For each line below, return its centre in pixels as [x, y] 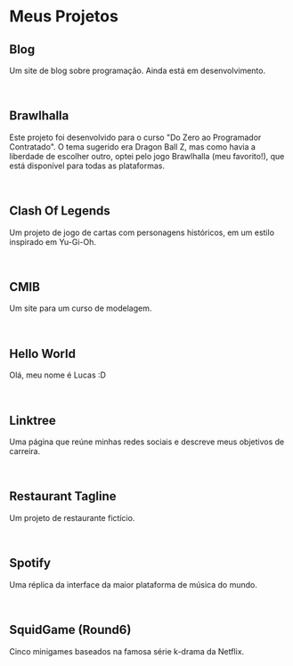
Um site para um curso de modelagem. [81, 308]
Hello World [42, 353]
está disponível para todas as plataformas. [87, 166]
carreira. [25, 451]
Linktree [33, 420]
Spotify [30, 563]
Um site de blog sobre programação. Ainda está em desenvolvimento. [137, 70]
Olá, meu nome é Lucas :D [58, 375]
